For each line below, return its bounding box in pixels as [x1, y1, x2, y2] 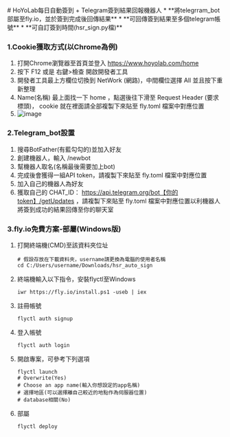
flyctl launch [16, 368, 58, 375]
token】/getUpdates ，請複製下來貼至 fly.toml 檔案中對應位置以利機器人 [16, 197, 221, 205]
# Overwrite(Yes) [16, 374, 67, 381]
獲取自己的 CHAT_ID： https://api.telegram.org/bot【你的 [16, 188, 179, 197]
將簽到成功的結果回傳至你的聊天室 [16, 205, 114, 214]
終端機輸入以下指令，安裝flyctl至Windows [16, 275, 136, 283]
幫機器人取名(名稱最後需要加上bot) [16, 162, 115, 170]
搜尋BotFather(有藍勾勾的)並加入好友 [16, 145, 122, 153]
